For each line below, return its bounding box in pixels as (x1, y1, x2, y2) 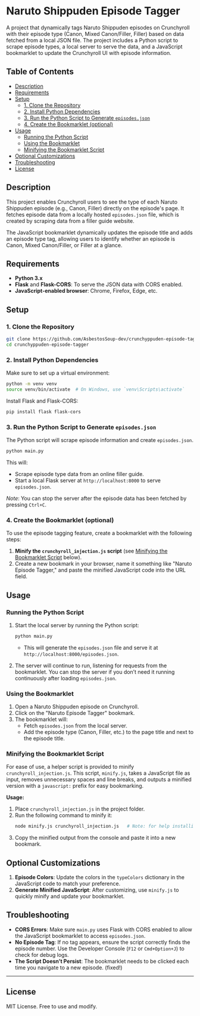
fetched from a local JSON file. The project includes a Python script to (6, 36, 179, 44)
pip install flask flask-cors (6, 409, 82, 415)
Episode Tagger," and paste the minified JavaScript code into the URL (14, 566, 186, 574)
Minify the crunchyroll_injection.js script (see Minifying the (14, 548, 168, 555)
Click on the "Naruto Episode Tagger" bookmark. (14, 710, 135, 717)
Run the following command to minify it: (14, 812, 112, 819)
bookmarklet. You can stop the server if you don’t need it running (14, 668, 175, 676)
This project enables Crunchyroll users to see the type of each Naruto (6, 198, 177, 205)
